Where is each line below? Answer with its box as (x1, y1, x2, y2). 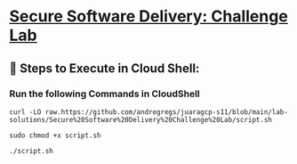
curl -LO (9, 107, 42, 117)
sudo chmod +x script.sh (9, 131, 101, 140)
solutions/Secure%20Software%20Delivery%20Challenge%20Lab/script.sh (9, 115, 273, 124)
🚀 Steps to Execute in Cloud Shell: (9, 61, 200, 76)
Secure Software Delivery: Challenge (9, 6, 289, 27)
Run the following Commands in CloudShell (9, 87, 200, 100)
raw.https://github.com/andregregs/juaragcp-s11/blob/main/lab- (44, 107, 289, 117)
